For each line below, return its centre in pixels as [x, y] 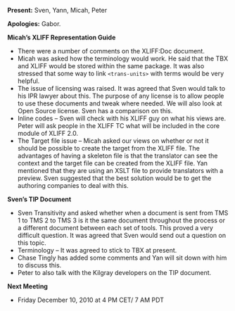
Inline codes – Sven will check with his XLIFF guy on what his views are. [122, 118]
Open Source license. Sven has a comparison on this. [95, 111]
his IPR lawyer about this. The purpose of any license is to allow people [121, 96]
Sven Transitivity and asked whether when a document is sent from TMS [123, 213]
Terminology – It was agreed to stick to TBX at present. [97, 250]
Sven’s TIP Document [39, 199]
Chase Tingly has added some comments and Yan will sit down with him [122, 258]
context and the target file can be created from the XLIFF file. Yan [113, 163]
